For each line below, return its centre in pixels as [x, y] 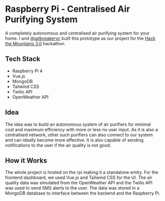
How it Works [26, 160]
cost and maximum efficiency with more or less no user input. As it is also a [82, 129]
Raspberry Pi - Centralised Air [68, 9]
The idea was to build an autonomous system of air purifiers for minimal [78, 124]
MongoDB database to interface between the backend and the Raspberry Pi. [83, 193]
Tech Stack [23, 59]
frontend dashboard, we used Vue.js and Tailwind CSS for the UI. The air [79, 177]
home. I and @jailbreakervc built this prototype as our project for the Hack [80, 38]
